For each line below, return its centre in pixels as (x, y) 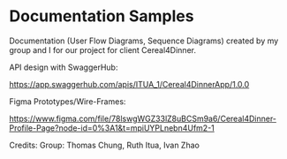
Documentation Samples (102, 16)
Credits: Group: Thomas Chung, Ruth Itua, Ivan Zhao (105, 145)
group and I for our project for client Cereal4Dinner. (103, 49)
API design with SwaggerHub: (64, 67)
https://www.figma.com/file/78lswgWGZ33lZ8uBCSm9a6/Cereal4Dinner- (143, 118)
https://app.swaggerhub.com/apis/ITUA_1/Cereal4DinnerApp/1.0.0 (129, 84)
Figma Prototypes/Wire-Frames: (68, 101)
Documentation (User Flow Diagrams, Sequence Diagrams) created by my (144, 41)
